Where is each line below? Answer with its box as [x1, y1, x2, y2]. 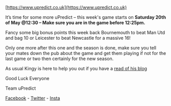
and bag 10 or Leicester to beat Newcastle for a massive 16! [5, 35, 131, 41]
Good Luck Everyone [5, 75, 50, 81]
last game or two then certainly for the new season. [5, 56, 114, 62]
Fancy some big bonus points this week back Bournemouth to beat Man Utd [5, 30, 165, 35]
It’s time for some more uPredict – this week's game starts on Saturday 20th [5, 14, 166, 20]
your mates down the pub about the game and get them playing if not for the [5, 50, 166, 56]
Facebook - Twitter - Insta [5, 95, 60, 101]
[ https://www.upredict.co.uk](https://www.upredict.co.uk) [5, 5, 127, 10]
